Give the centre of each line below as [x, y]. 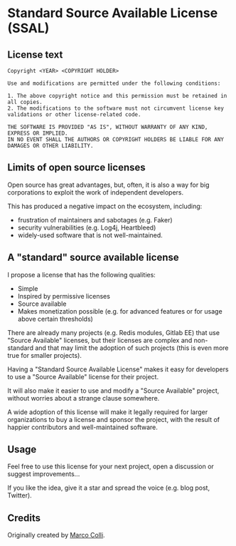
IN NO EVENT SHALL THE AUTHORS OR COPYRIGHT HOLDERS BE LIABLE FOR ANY [116, 140]
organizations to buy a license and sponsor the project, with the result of [114, 419]
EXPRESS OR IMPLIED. [38, 133]
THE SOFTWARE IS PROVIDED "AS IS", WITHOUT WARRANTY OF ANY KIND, [108, 127]
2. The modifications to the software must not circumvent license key [116, 108]
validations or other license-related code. [74, 115]
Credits [24, 518]
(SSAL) [28, 28]
